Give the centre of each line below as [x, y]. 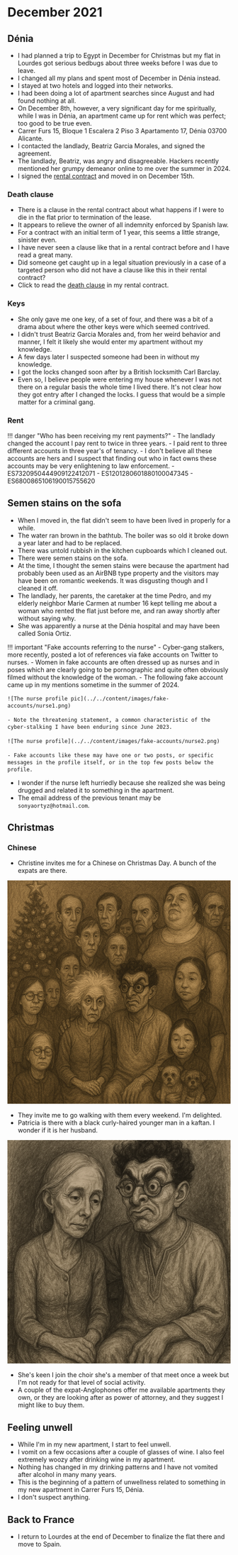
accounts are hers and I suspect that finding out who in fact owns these [112, 458]
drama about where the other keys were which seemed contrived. [114, 326]
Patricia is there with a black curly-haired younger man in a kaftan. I [116, 1123]
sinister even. [37, 240]
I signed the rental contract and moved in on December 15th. [106, 176]
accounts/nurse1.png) [39, 706]
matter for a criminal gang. [56, 402]
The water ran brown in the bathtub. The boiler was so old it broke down [123, 535]
